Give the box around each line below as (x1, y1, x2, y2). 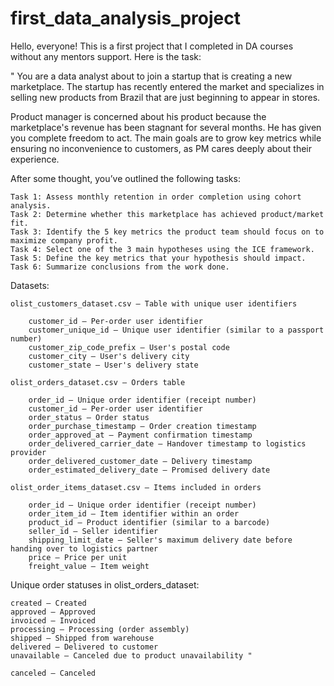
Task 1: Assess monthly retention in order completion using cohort (10, 192, 302, 202)
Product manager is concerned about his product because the (10, 110, 267, 122)
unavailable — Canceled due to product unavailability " (10, 650, 253, 661)
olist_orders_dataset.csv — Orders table (10, 377, 186, 387)
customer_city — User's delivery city (28, 351, 190, 361)
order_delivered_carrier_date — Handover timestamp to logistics (28, 438, 307, 449)
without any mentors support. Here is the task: (10, 50, 202, 62)
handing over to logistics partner (10, 543, 159, 554)
